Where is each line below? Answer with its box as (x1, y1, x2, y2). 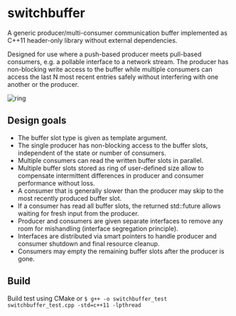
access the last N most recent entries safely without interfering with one (7, 73, 219, 81)
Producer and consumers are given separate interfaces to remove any (17, 216, 224, 225)
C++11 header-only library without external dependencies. (7, 36, 178, 44)
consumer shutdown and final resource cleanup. (17, 239, 160, 248)
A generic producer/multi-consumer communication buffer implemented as (7, 28, 227, 37)
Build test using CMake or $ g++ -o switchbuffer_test (7, 294, 168, 302)
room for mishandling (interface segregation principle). (17, 224, 179, 233)
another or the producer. (7, 80, 80, 88)
